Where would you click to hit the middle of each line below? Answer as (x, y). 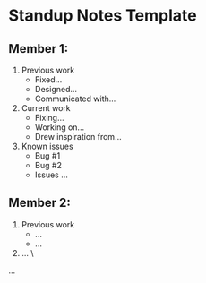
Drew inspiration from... (78, 137)
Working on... (60, 127)
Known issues (47, 146)
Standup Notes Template (103, 16)
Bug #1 (47, 156)
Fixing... (49, 118)
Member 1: (39, 49)
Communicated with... (75, 99)
